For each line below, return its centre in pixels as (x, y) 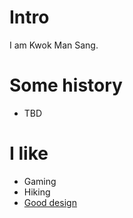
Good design (50, 202)
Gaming (40, 181)
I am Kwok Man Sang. (54, 45)
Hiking (37, 192)
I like (29, 153)
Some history (66, 85)
